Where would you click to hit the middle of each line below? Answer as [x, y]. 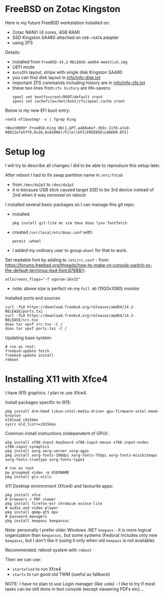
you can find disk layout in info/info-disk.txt [56, 77]
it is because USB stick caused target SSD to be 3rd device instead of [83, 189]
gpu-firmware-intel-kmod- [133, 411]
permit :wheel [27, 241]
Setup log [25, 152]
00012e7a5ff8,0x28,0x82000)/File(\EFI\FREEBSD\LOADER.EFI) [67, 132]
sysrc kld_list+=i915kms [31, 424]
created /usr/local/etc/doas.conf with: [53, 232]
